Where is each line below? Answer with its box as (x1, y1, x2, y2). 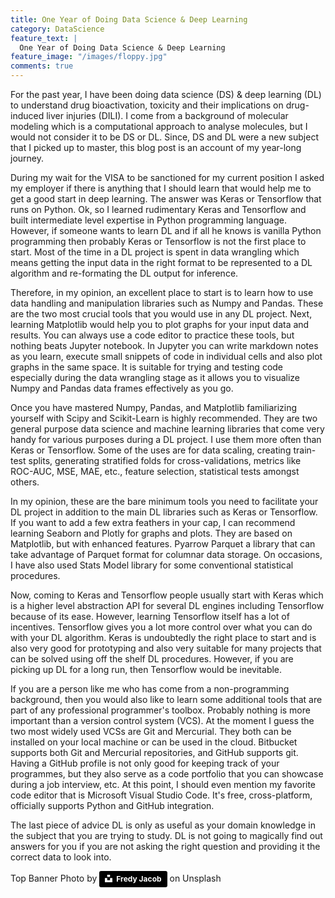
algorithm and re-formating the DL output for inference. (10, 267, 239, 279)
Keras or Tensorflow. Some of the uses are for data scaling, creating (10, 444, 292, 456)
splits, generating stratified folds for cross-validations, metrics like (28, 455, 302, 466)
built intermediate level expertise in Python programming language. (10, 214, 287, 226)
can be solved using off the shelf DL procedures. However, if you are (10, 653, 294, 665)
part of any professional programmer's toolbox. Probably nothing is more (10, 704, 311, 716)
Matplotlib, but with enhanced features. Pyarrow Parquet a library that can (10, 538, 316, 550)
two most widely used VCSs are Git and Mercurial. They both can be (10, 726, 292, 737)
